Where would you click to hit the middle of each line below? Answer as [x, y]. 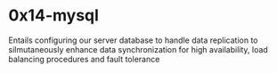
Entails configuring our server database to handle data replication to [133, 40]
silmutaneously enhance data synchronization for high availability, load [138, 49]
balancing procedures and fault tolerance [84, 59]
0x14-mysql [54, 16]
